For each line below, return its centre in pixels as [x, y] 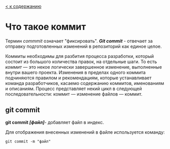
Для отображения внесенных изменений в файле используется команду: [85, 132]
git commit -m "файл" [28, 141]
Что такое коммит [46, 27]
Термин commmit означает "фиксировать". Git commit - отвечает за [79, 41]
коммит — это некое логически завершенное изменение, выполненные [84, 67]
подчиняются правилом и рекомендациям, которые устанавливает [78, 78]
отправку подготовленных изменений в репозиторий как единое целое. [84, 46]
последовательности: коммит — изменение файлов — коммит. [74, 94]
